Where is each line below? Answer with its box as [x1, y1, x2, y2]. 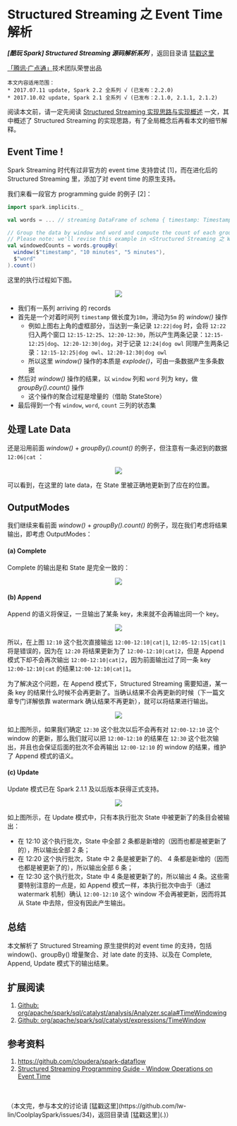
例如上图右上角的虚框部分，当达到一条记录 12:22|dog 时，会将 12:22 [28, 321, 226, 330]
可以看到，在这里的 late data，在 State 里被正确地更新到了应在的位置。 [7, 481, 214, 489]
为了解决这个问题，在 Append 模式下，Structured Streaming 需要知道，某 [7, 679, 221, 688]
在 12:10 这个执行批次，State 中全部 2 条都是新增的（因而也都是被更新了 [17, 837, 227, 845]
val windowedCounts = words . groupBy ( [7, 242, 119, 249]
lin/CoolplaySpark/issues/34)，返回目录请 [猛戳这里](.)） [7, 1110, 173, 1119]
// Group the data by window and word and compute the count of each [7, 229, 217, 236]
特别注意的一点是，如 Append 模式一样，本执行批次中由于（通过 [23, 880, 212, 890]
